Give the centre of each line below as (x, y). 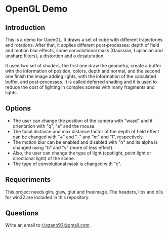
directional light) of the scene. (44, 158)
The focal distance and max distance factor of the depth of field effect (86, 131)
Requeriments (28, 180)
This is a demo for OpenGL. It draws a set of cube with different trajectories (84, 40)
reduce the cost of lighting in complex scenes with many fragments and (80, 87)
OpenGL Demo (36, 9)
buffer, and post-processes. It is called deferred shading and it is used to (81, 82)
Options (18, 109)
